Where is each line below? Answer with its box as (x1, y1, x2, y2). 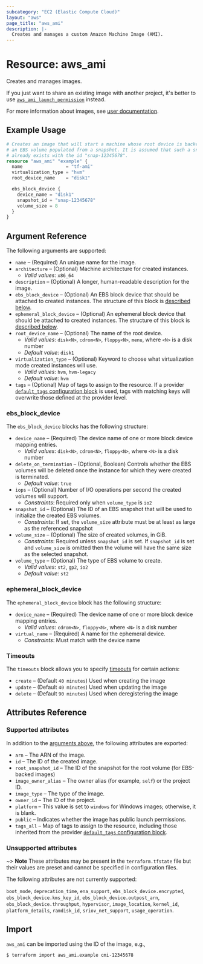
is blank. (14, 809, 36, 816)
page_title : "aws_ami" (6, 20, 63, 26)
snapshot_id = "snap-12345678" (17, 197, 96, 203)
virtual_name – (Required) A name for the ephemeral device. (14, 630, 166, 637)
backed (14, 771, 34, 778)
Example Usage (6, 125, 66, 135)
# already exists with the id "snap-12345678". (6, 152, 129, 158)
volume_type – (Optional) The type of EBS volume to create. (14, 557, 163, 564)
